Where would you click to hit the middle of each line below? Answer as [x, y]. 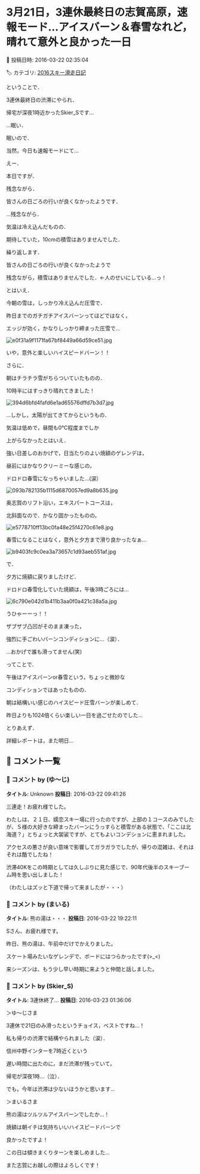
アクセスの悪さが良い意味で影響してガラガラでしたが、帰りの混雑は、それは [100, 847]
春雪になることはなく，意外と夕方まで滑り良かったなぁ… [76, 540]
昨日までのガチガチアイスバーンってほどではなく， [68, 315]
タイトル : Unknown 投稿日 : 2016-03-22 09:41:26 [66, 794]
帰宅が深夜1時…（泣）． [34, 1077]
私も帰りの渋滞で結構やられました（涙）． [57, 1038]
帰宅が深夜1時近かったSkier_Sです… [50, 112]
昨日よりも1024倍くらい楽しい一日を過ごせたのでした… [75, 715]
